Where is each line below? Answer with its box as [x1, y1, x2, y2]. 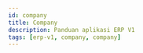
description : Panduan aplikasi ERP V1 [8, 26, 135, 34]
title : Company [8, 19, 58, 26]
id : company [8, 11, 47, 19]
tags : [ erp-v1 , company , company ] [8, 33, 122, 41]
